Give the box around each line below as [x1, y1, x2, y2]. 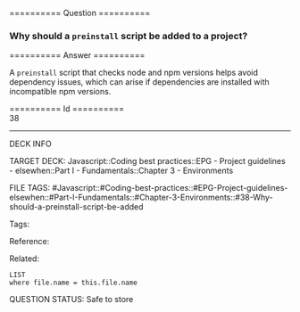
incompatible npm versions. [9, 86, 112, 97]
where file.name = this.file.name [9, 278, 138, 288]
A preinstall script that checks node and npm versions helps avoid [9, 67, 259, 78]
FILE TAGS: [9, 183, 51, 193]
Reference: [9, 236, 50, 247]
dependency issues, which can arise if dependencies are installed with [9, 77, 270, 87]
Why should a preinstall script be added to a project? [9, 29, 248, 42]
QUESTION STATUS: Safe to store [9, 294, 134, 305]
